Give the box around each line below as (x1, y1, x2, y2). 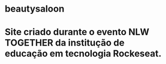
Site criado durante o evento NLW (5, 26, 149, 38)
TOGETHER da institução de (5, 37, 125, 49)
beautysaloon (5, 3, 64, 15)
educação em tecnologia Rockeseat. (5, 48, 162, 59)
